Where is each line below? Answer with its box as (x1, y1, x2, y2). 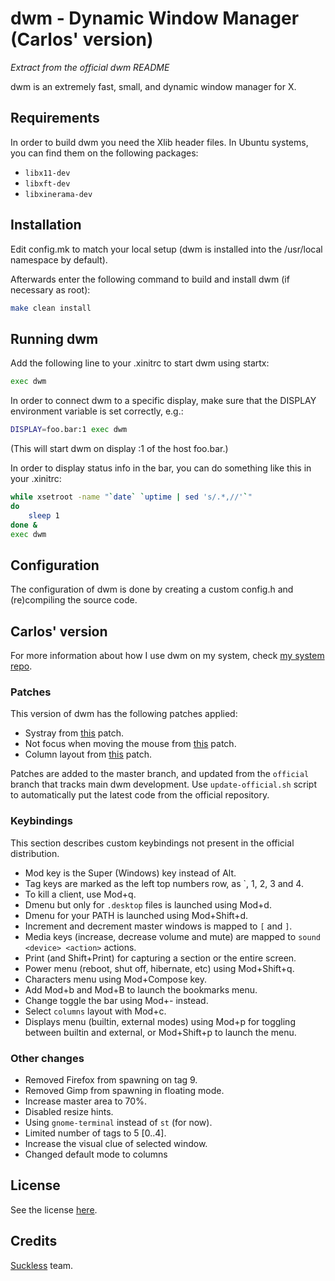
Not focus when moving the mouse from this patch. (24, 738, 237, 750)
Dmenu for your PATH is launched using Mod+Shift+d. (24, 909, 249, 921)
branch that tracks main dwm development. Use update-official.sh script (10, 778, 317, 791)
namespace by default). (10, 253, 108, 266)
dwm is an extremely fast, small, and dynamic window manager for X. (10, 80, 297, 92)
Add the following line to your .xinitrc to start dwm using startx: (10, 357, 270, 369)
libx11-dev (24, 168, 71, 178)
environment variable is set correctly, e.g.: (10, 405, 184, 417)
